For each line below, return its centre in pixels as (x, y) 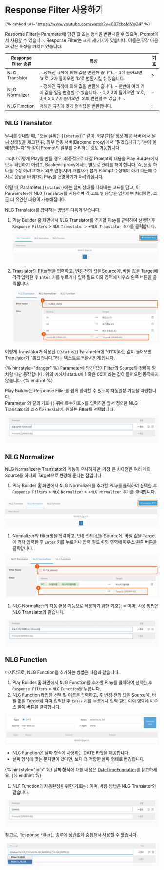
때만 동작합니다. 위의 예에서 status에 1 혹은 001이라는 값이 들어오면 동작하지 (86, 374)
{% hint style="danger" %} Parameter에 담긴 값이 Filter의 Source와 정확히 (78, 368)
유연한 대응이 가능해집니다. (41, 199)
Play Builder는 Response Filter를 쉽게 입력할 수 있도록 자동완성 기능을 (72, 391)
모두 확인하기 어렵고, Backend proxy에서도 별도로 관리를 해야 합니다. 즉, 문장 (79, 164)
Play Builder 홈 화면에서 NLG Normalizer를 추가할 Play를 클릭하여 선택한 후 (84, 486)
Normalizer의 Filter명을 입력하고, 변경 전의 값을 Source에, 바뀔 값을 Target (84, 536)
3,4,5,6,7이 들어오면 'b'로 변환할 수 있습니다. (82, 98)
